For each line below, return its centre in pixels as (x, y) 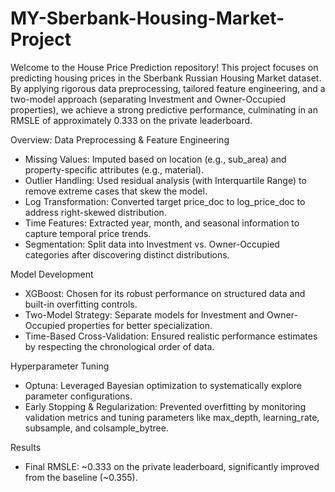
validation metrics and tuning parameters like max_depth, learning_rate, (172, 417)
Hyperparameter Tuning (60, 366)
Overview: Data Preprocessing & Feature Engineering (120, 139)
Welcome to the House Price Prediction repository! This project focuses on (164, 67)
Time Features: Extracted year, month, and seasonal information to (162, 223)
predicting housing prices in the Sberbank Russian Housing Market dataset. (166, 78)
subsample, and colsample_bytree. (96, 428)
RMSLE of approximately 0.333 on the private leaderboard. (131, 120)
